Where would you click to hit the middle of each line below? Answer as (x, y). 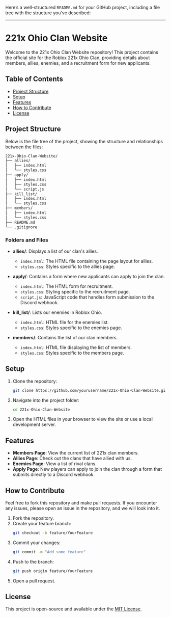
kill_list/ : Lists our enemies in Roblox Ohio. (57, 312)
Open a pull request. (34, 581)
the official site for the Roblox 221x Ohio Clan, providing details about (78, 58)
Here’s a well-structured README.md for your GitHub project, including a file (83, 7)
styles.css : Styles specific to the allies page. (68, 266)
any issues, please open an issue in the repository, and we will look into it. (83, 508)
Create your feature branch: (42, 524)
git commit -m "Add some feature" (49, 552)
